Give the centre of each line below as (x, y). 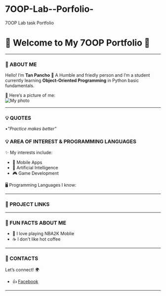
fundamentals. (20, 86)
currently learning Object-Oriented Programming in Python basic (72, 81)
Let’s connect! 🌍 (22, 270)
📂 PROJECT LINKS (27, 204)
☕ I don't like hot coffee (36, 239)
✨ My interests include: (29, 152)
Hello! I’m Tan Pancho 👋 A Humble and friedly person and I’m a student (78, 75)
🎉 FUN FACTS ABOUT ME (36, 223)
